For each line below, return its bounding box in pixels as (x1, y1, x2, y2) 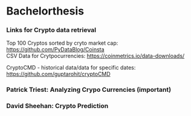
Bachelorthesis (6, 4, 85, 18)
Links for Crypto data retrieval (6, 26, 97, 34)
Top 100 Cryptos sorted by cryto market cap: (6, 39, 118, 47)
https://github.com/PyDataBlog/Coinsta (6, 46, 105, 53)
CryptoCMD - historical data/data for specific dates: (6, 64, 136, 71)
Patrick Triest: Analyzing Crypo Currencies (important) (6, 86, 171, 94)
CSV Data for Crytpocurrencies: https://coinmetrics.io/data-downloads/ (6, 53, 185, 60)
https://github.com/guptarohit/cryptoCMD (6, 71, 111, 78)
